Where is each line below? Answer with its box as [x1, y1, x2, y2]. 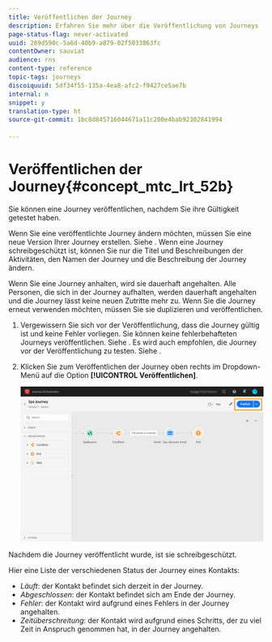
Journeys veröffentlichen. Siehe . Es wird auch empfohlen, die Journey [19, 337, 257, 347]
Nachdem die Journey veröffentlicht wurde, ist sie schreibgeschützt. [8, 550, 237, 559]
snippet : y [8, 98, 45, 107]
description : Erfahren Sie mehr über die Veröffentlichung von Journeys [8, 21, 259, 30]
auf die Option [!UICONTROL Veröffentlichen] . [41, 370, 198, 380]
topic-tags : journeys [8, 73, 82, 81]
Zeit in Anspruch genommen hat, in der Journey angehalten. [19, 624, 222, 634]
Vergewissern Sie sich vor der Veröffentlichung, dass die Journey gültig [19, 320, 261, 330]
